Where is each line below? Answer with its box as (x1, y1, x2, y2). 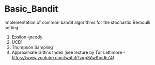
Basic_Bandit (4, 3, 59, 15)
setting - (4, 24, 22, 30)
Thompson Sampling (11, 44, 53, 50)
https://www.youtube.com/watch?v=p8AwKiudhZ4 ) (11, 54, 115, 60)
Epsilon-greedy (11, 34, 43, 40)
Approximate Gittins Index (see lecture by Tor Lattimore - (11, 49, 125, 55)
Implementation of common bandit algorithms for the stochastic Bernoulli (4, 19, 151, 25)
